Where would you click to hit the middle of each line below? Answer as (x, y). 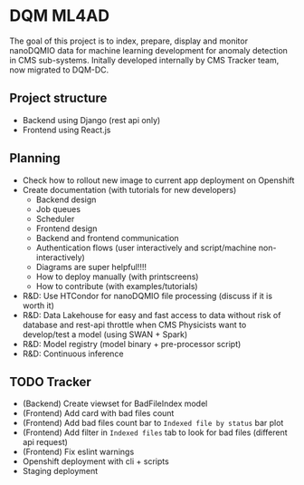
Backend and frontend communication (107, 238)
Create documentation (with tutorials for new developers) (129, 189)
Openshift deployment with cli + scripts (95, 461)
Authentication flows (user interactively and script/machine (146, 247)
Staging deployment (60, 471)
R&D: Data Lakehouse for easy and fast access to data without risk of (152, 315)
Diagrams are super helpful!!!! (91, 267)
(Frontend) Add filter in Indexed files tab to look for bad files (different (155, 432)
